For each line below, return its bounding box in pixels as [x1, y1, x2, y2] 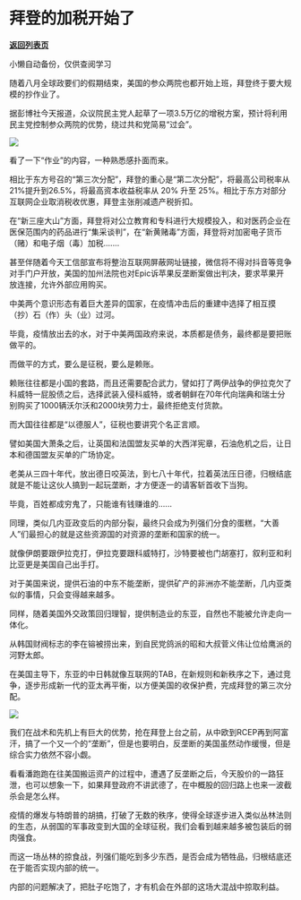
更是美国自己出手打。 [24, 559, 104, 570]
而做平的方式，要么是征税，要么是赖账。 [9, 358, 159, 369]
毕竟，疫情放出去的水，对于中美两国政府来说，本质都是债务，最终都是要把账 [9, 328, 292, 339]
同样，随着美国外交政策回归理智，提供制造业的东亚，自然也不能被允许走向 [9, 608, 284, 619]
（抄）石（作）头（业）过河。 [9, 309, 119, 320]
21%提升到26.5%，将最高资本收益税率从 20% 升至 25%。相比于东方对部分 [9, 184, 287, 195]
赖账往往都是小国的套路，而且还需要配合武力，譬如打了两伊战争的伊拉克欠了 [9, 377, 292, 388]
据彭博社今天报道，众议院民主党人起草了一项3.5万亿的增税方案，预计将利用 [9, 107, 288, 118]
